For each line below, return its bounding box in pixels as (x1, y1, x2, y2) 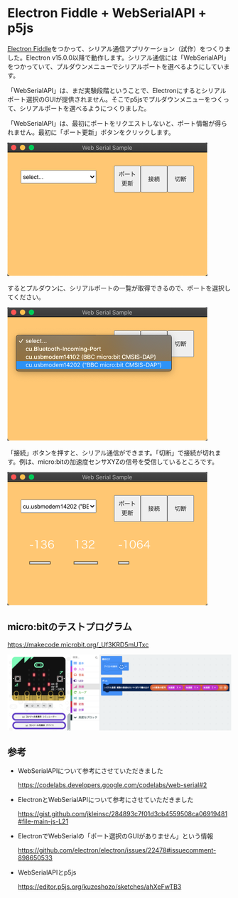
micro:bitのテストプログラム (7, 621, 133, 633)
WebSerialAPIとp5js (17, 868, 77, 877)
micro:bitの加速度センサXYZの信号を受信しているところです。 (38, 457, 219, 466)
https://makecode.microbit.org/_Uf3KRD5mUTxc (7, 640, 149, 649)
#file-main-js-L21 (17, 817, 69, 826)
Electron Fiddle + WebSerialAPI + (7, 5, 207, 21)
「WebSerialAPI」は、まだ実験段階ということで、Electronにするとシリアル (7, 86, 227, 94)
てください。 (7, 293, 45, 301)
